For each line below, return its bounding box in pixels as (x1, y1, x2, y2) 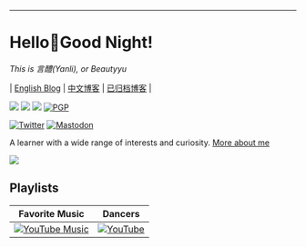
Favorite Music (17, 207, 85, 220)
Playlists (9, 181, 59, 196)
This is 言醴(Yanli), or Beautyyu (9, 63, 127, 74)
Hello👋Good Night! (9, 33, 153, 53)
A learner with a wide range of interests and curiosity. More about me (9, 137, 270, 148)
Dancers (102, 207, 140, 220)
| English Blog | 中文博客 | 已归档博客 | (9, 83, 152, 94)
